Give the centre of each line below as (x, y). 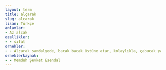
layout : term (19, 10)
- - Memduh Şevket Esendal (33, 60)
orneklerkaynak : (22, 55)
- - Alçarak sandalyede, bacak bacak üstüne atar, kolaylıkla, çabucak (80, 51)
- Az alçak (16, 33)
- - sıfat (15, 42)
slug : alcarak (20, 19)
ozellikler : (17, 37)
